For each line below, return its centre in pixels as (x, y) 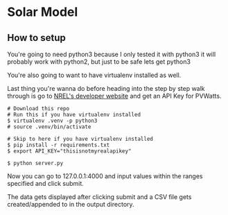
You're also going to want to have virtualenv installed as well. (94, 75)
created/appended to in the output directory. (71, 204)
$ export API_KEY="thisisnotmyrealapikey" (69, 151)
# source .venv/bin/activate (49, 127)
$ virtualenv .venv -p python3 (52, 121)
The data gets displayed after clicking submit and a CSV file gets (99, 197)
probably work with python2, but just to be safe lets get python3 (99, 62)
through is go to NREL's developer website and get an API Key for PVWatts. (114, 96)
